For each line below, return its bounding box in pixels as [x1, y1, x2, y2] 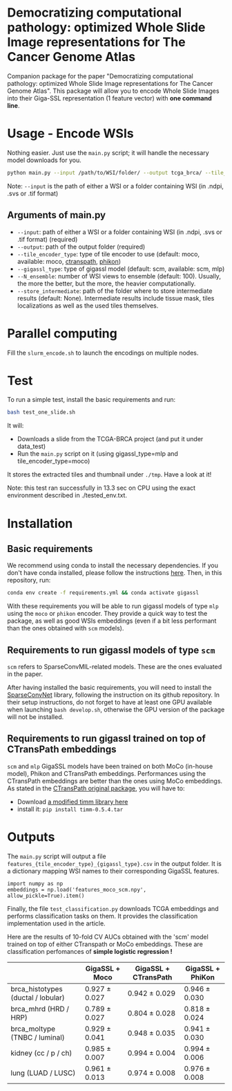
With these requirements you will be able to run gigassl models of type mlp [7, 602, 219, 610]
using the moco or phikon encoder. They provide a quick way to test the [7, 610, 208, 618]
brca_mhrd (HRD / [10, 1004, 70, 1013]
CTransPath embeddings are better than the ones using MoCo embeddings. [7, 777, 223, 785]
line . [7, 101, 20, 109]
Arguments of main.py [7, 209, 106, 221]
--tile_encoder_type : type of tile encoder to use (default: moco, [17, 249, 200, 258]
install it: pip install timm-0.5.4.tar [17, 805, 124, 813]
